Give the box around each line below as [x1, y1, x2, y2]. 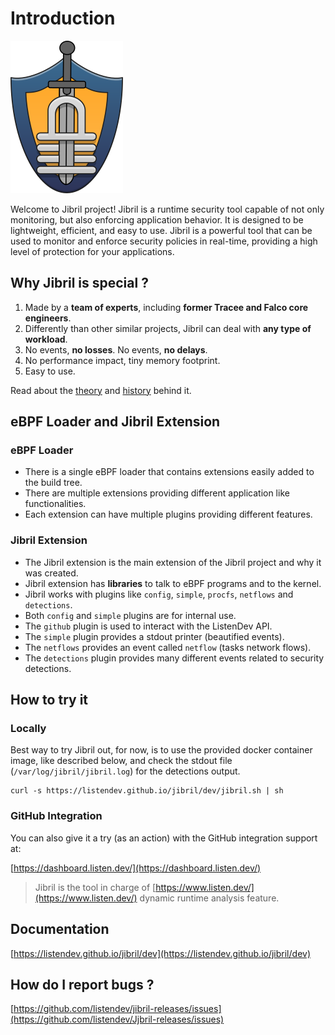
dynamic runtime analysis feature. [139, 892, 280, 904]
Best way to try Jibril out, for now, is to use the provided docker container [10, 744, 313, 756]
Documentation [10, 921, 110, 938]
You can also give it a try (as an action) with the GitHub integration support [10, 832, 318, 844]
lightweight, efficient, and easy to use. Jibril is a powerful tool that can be [10, 224, 313, 236]
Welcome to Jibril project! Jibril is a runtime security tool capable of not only [10, 203, 325, 215]
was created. [24, 567, 79, 579]
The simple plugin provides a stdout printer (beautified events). [24, 630, 285, 642]
